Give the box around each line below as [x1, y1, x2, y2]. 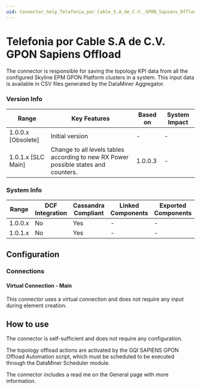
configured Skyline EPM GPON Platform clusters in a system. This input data [6, 73, 194, 81]
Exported [159, 202, 187, 210]
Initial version [50, 131, 89, 140]
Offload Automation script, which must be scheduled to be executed [6, 353, 175, 360]
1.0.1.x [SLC [9, 152, 45, 161]
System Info [6, 185, 42, 194]
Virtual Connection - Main [6, 282, 72, 289]
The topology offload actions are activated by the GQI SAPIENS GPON [6, 346, 179, 354]
